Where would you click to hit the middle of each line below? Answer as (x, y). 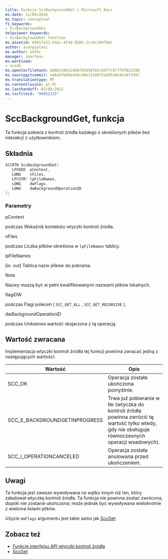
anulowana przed (128, 457)
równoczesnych (126, 436)
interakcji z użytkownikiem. (33, 138)
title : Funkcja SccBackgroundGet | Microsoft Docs (59, 10)
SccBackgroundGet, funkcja (65, 119)
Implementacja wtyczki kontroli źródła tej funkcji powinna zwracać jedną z (82, 351)
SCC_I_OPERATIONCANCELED (43, 457)
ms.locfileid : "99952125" (32, 94)
